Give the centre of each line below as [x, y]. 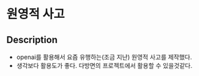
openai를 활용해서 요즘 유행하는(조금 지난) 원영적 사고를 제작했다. [104, 57]
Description [32, 39]
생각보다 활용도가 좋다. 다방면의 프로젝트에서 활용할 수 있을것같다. [104, 65]
